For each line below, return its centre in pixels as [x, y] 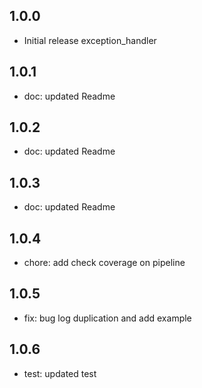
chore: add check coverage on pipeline [104, 263]
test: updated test [60, 373]
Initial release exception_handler [90, 40]
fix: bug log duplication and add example [107, 318]
